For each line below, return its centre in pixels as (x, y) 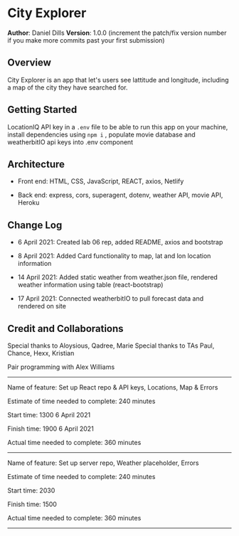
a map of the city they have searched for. (68, 87)
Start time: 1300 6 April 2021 (49, 415)
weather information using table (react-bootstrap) (90, 285)
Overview (30, 63)
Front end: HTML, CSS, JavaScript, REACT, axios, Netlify (101, 181)
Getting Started (42, 110)
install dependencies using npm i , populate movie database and (101, 134)
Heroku (28, 203)
